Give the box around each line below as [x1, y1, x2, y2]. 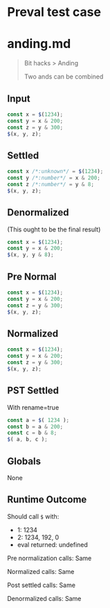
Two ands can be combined [24, 72, 104, 81]
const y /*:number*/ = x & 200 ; [7, 174, 100, 181]
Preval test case [7, 4, 102, 20]
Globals [7, 455, 42, 467]
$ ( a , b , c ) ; [7, 436, 48, 443]
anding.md [7, 36, 71, 52]
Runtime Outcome [7, 494, 87, 506]
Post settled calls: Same [7, 581, 76, 589]
